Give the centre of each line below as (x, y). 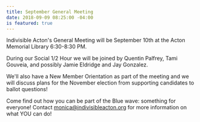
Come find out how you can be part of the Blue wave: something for (91, 101)
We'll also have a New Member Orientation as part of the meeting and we (98, 77)
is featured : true (29, 23)
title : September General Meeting (50, 12)
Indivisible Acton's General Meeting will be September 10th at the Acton (96, 40)
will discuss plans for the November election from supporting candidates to (100, 83)
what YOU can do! (29, 114)
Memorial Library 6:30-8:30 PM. (47, 47)
